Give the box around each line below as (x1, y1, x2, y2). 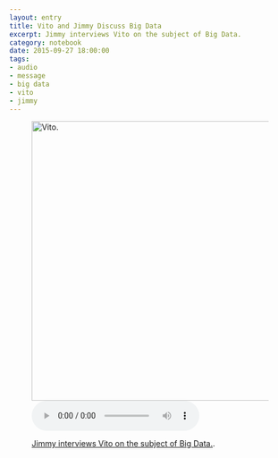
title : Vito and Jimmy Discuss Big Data (9, 21, 163, 30)
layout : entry (9, 13, 63, 22)
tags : (9, 55, 29, 64)
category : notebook (9, 38, 82, 47)
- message (9, 72, 46, 81)
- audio (9, 64, 38, 72)
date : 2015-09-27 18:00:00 (9, 47, 110, 55)
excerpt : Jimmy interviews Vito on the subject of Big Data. (9, 30, 242, 38)
